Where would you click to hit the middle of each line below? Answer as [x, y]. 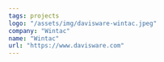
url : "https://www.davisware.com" [67, 46]
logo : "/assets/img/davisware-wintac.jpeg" [83, 23]
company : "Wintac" [39, 31]
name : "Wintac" [34, 38]
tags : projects [34, 16]
